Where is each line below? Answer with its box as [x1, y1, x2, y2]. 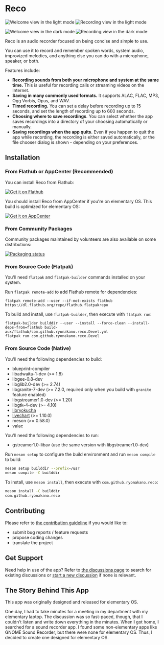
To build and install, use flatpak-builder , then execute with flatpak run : [5, 311, 152, 317]
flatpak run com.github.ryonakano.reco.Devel [5, 334, 99, 339]
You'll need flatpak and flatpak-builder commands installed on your [5, 275, 145, 280]
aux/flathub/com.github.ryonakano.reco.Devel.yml [5, 329, 109, 334]
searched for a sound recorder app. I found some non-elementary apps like [5, 624, 158, 630]
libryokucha [12, 407, 36, 413]
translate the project [12, 539, 53, 546]
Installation [5, 154, 40, 162]
